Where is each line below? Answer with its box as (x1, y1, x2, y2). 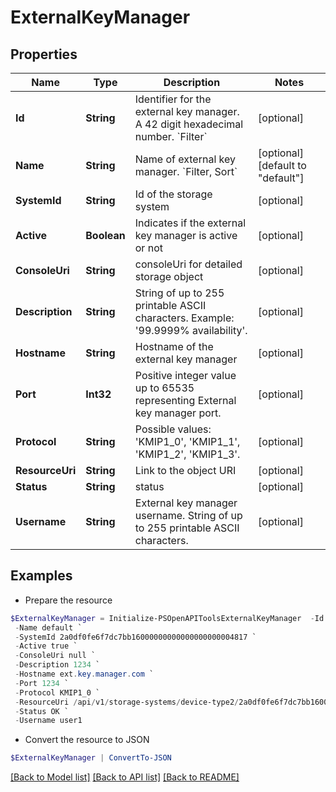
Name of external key (134, 152, 236, 166)
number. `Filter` (134, 130, 208, 143)
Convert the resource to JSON (24, 734, 150, 746)
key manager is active (134, 229, 238, 242)
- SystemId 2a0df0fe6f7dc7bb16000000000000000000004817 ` (14, 632, 257, 642)
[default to (258, 159, 307, 172)
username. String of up (134, 509, 243, 522)
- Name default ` (14, 622, 83, 633)
